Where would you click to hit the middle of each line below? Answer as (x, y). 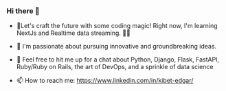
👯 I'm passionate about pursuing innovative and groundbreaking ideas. (116, 47)
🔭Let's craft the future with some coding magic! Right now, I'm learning (117, 26)
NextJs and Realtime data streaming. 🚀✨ (74, 33)
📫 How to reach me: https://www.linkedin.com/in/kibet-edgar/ (105, 81)
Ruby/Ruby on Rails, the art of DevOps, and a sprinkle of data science (115, 67)
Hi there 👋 (23, 11)
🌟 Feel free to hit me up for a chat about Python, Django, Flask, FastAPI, (118, 60)
